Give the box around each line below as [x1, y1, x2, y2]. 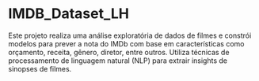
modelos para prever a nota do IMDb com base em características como [8, 39, 245, 48]
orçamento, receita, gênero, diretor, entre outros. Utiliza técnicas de [8, 47, 230, 57]
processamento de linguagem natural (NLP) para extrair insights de [8, 56, 228, 65]
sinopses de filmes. [8, 64, 72, 73]
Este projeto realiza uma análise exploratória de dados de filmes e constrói [8, 31, 252, 40]
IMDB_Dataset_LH [8, 5, 129, 23]
